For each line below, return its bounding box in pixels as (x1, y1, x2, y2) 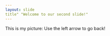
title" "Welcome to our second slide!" (5, 12, 88, 17)
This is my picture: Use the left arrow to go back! (5, 25, 106, 31)
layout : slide (5, 7, 35, 12)
